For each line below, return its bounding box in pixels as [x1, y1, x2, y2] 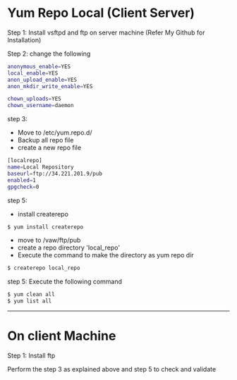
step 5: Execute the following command [7, 277, 122, 286]
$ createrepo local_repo [7, 264, 80, 272]
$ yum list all [7, 298, 52, 305]
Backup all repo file [17, 136, 74, 145]
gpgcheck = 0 [7, 183, 39, 190]
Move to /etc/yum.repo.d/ [17, 128, 92, 137]
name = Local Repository [7, 164, 74, 171]
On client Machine [7, 328, 116, 344]
